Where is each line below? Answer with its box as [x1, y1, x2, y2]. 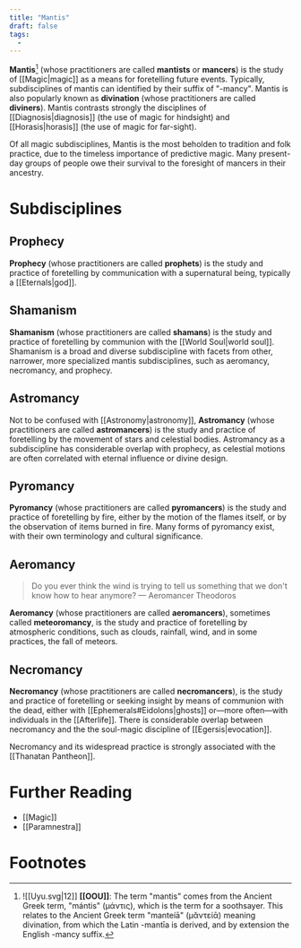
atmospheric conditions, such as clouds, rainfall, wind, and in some [9, 626, 258, 637]
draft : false [9, 22, 58, 30]
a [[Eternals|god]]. [9, 277, 77, 288]
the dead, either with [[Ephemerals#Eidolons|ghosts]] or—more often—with [9, 704, 288, 715]
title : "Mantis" [9, 13, 70, 22]
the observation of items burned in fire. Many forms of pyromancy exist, [9, 521, 275, 532]
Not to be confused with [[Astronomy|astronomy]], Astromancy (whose [9, 414, 275, 426]
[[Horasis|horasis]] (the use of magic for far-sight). [9, 121, 197, 132]
